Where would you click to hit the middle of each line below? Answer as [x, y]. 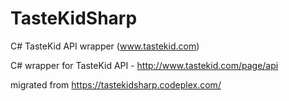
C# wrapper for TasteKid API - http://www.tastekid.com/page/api [144, 65]
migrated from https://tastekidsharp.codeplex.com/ [116, 84]
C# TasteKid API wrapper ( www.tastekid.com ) [105, 46]
